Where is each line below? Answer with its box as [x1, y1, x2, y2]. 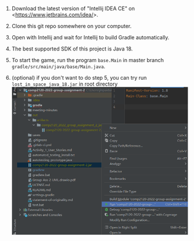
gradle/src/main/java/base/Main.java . [11, 63, 105, 70]
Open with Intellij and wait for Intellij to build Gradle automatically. [11, 34, 170, 40]
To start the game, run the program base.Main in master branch [11, 57, 164, 63]
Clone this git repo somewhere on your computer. [11, 23, 132, 29]
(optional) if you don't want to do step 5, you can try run [11, 74, 147, 81]
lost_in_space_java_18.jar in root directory [11, 80, 118, 87]
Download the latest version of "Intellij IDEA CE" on [11, 5, 135, 12]
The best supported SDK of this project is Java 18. [11, 45, 133, 52]
